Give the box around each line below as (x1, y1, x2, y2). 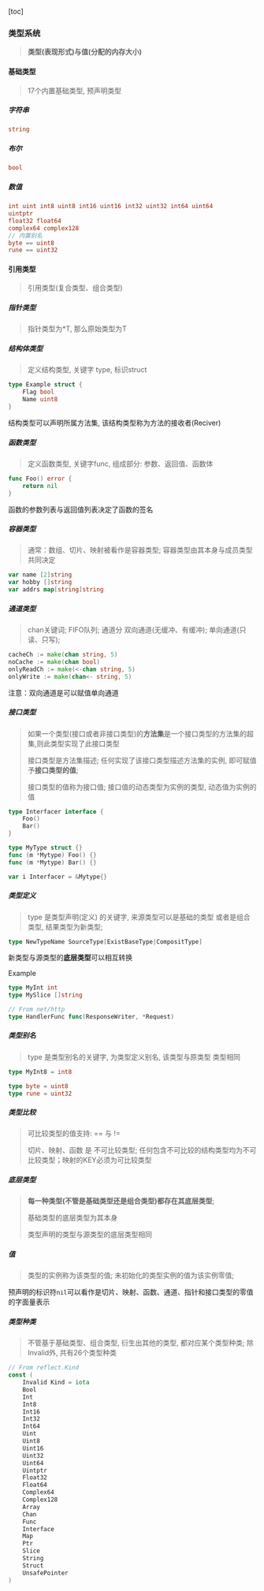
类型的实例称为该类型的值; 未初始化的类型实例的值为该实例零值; (27, 1271, 235, 1280)
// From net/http (8, 1005, 65, 1014)
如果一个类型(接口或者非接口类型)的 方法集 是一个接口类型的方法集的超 (27, 728, 255, 738)
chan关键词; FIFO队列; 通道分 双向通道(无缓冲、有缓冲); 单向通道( (27, 625, 240, 635)
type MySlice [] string (8, 991, 83, 1000)
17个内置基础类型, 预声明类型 (27, 86, 122, 95)
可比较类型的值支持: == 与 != (27, 1129, 121, 1138)
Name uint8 (22, 396, 58, 404)
